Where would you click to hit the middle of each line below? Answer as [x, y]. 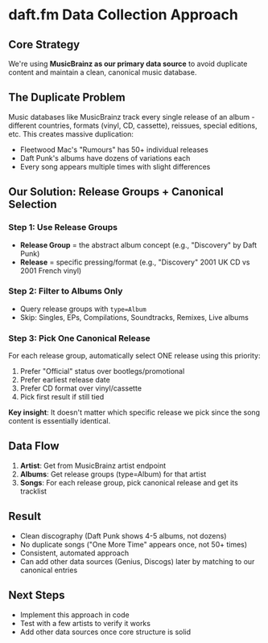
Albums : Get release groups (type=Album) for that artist [113, 474]
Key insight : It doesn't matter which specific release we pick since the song [134, 412]
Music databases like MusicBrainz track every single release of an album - [132, 117]
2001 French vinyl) [51, 270]
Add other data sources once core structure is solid [105, 632]
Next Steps [37, 595]
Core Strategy [44, 45]
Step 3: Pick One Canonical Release [79, 338]
